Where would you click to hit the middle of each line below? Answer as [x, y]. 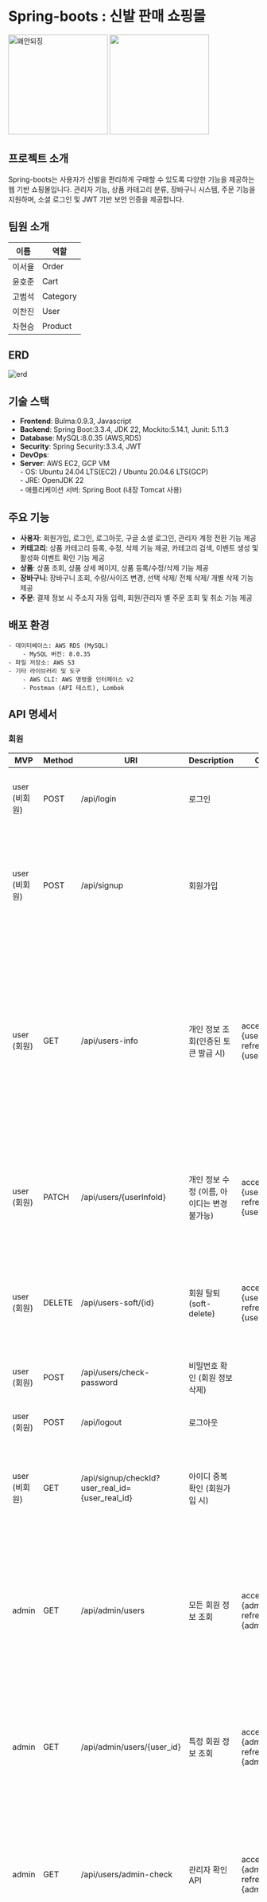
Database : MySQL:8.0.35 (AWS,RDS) [80, 438]
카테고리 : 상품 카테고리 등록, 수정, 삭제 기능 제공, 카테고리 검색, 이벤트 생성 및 [139, 548]
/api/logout [101, 1422]
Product [57, 326]
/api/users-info [109, 1041]
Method [58, 760]
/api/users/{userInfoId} [123, 1197]
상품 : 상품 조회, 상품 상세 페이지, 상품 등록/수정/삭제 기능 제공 [114, 568]
